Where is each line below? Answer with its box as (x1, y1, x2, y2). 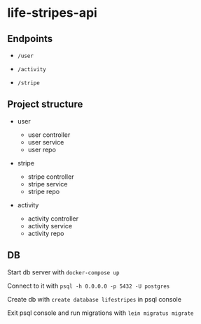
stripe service (27, 179, 68, 188)
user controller (27, 131, 71, 139)
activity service (27, 221, 72, 230)
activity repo (27, 229, 64, 237)
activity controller (27, 214, 79, 223)
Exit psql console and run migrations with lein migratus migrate (7, 309, 194, 317)
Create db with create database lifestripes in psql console (7, 295, 182, 303)
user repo (27, 145, 56, 154)
